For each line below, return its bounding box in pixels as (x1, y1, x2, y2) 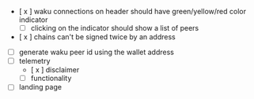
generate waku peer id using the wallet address (18, 47, 175, 57)
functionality (30, 74, 72, 83)
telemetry (18, 57, 51, 66)
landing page (18, 82, 63, 92)
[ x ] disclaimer (30, 65, 80, 75)
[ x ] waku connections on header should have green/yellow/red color (18, 7, 247, 16)
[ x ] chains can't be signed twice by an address (18, 32, 176, 42)
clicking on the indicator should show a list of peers (30, 24, 199, 32)
